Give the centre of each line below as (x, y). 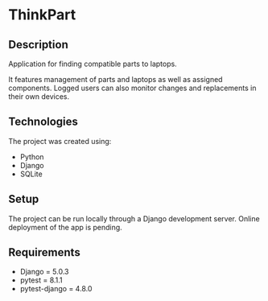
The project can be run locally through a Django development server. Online (134, 218)
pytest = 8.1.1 (41, 280)
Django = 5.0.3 (44, 272)
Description (38, 45)
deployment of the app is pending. (65, 227)
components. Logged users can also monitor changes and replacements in (132, 88)
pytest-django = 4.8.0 (56, 289)
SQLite (31, 174)
